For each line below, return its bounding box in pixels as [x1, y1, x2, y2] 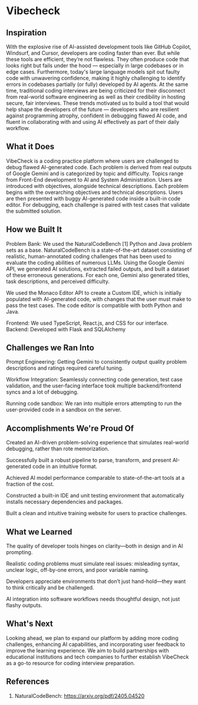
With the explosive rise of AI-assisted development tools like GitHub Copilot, [6, 43, 192, 50]
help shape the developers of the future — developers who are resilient [6, 106, 179, 113]
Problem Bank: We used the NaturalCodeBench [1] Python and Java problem [6, 240, 192, 247]
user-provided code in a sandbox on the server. [6, 406, 122, 413]
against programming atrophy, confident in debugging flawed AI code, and [6, 112, 187, 119]
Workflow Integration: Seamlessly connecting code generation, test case [6, 376, 183, 383]
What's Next [6, 619, 53, 629]
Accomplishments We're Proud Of [6, 423, 134, 433]
